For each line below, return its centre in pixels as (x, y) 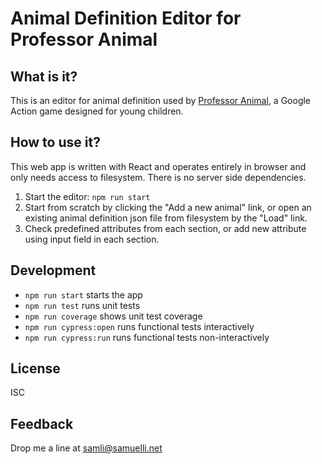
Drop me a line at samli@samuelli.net (86, 448)
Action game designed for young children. (97, 111)
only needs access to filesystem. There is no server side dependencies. (158, 177)
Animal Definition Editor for (126, 18)
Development (53, 270)
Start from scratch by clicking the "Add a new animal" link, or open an (168, 207)
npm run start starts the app (83, 294)
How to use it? (55, 142)
